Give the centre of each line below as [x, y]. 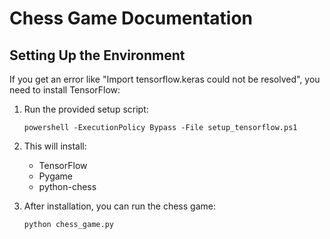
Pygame [56, 176]
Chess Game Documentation [131, 18]
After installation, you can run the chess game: [119, 206]
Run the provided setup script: [86, 109]
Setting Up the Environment [97, 55]
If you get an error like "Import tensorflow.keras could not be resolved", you [165, 79]
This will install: [55, 146]
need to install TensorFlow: [65, 90]
